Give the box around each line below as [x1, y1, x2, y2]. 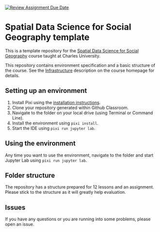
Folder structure [5, 171, 55, 179]
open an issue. [5, 221, 35, 227]
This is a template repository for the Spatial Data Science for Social [5, 47, 139, 53]
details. [5, 73, 20, 78]
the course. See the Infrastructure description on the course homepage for [5, 67, 155, 73]
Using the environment [5, 139, 76, 148]
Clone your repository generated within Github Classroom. [12, 105, 129, 110]
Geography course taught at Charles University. [5, 53, 100, 59]
